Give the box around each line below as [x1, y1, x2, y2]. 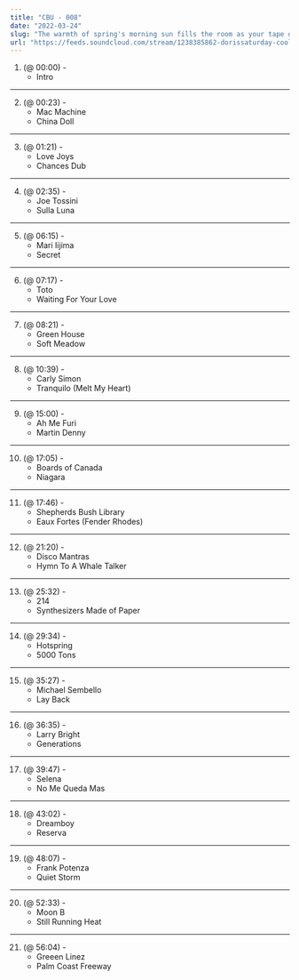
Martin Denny [35, 428, 87, 438]
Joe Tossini [35, 196, 79, 206]
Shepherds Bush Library [35, 507, 125, 518]
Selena [35, 774, 62, 784]
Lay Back [35, 695, 70, 705]
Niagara [35, 472, 66, 483]
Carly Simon [35, 374, 82, 384]
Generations [35, 739, 82, 750]
